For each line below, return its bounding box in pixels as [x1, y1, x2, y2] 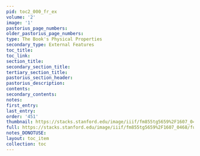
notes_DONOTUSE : [6, 130, 46, 136]
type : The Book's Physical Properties [6, 36, 102, 42]
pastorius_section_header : [6, 75, 73, 81]
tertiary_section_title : [6, 69, 68, 75]
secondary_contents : [6, 91, 58, 97]
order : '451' [6, 113, 39, 119]
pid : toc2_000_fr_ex [6, 8, 58, 15]
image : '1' [6, 20, 33, 26]
